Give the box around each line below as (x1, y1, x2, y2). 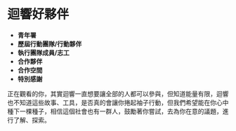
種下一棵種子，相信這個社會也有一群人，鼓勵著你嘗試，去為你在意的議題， (7, 106, 223, 116)
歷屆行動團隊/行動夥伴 (17, 39, 82, 48)
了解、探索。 (13, 116, 51, 124)
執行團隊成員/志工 (17, 48, 70, 57)
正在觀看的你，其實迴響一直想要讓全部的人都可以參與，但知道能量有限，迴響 (7, 89, 229, 98)
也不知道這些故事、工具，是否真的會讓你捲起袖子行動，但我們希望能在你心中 (7, 98, 229, 106)
